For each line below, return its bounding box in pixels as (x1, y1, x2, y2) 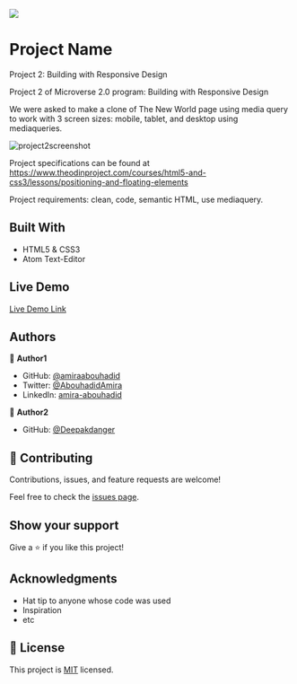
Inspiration (22, 604, 62, 615)
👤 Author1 (9, 353, 48, 364)
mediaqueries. (9, 122, 63, 134)
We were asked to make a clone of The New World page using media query (9, 103, 289, 114)
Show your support (9, 517, 119, 533)
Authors (9, 329, 57, 345)
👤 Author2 (9, 407, 49, 417)
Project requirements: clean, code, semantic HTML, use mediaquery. (9, 194, 264, 205)
